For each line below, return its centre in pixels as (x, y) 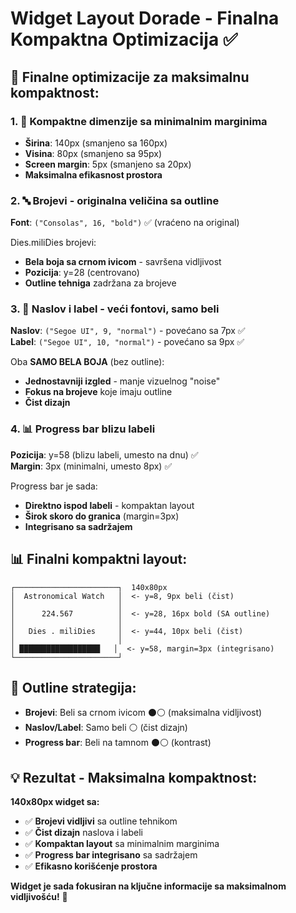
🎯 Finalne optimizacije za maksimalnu (130, 77)
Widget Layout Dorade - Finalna (145, 18)
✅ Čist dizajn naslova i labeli (83, 833)
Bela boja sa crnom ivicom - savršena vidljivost (123, 262)
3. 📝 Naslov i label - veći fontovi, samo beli (115, 309)
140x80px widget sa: (55, 802)
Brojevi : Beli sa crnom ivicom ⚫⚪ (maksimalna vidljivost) (143, 713)
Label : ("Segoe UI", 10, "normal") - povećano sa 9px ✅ (127, 342)
